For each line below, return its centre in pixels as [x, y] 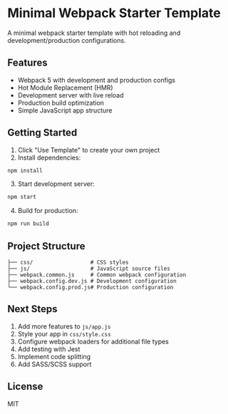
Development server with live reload [71, 95]
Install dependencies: [49, 157]
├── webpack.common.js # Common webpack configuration [97, 275]
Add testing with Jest [49, 349]
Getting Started [42, 133]
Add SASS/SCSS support [55, 364]
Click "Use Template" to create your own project [89, 150]
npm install [25, 170]
